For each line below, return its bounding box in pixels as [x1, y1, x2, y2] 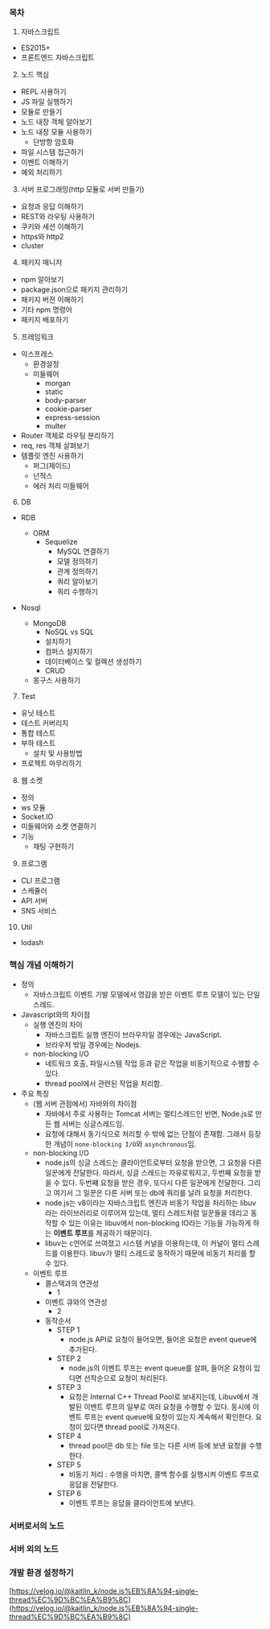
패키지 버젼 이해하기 [20, 295, 84, 305]
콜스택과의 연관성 [44, 1279, 100, 1288]
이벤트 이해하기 [20, 157, 69, 167]
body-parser [44, 396, 87, 405]
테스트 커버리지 [20, 719, 69, 728]
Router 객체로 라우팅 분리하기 [20, 431, 114, 441]
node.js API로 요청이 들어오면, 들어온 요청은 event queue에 [68, 1334, 257, 1344]
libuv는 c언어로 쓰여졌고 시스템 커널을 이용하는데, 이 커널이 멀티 [44, 1238, 245, 1248]
